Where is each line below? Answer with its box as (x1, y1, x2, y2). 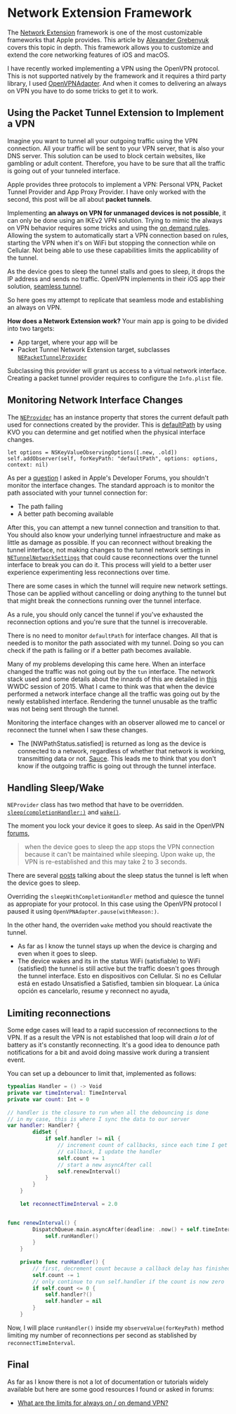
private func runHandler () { (20, 1259, 105, 1266)
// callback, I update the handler (57, 1148, 162, 1155)
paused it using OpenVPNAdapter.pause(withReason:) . (7, 907, 159, 916)
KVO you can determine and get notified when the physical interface (7, 427, 206, 436)
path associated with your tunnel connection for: (7, 488, 147, 497)
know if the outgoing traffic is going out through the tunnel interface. (17, 761, 216, 770)
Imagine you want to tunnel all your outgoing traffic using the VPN (7, 136, 198, 145)
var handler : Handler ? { (7, 1122, 80, 1129)
